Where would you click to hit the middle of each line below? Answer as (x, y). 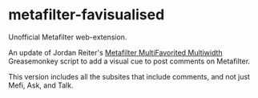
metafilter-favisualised (87, 15)
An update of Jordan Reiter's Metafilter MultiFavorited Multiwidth (115, 52)
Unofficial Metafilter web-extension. (68, 37)
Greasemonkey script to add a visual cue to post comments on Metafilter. (129, 61)
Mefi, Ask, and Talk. (41, 85)
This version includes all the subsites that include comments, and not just (129, 76)
